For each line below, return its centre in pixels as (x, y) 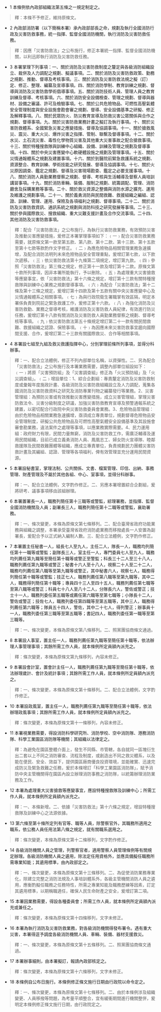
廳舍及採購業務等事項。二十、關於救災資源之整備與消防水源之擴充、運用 (82, 189)
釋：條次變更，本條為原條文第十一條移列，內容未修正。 (70, 723)
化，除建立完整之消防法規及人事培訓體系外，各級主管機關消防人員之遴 (85, 879)
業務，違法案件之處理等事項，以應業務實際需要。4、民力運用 (89, 427)
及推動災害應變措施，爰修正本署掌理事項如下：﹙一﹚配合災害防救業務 (85, 236)
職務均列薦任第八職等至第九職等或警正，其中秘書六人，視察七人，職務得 (82, 571)
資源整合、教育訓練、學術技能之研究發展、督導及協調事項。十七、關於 (80, 164)
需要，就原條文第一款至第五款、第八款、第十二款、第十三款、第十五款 (85, 242)
